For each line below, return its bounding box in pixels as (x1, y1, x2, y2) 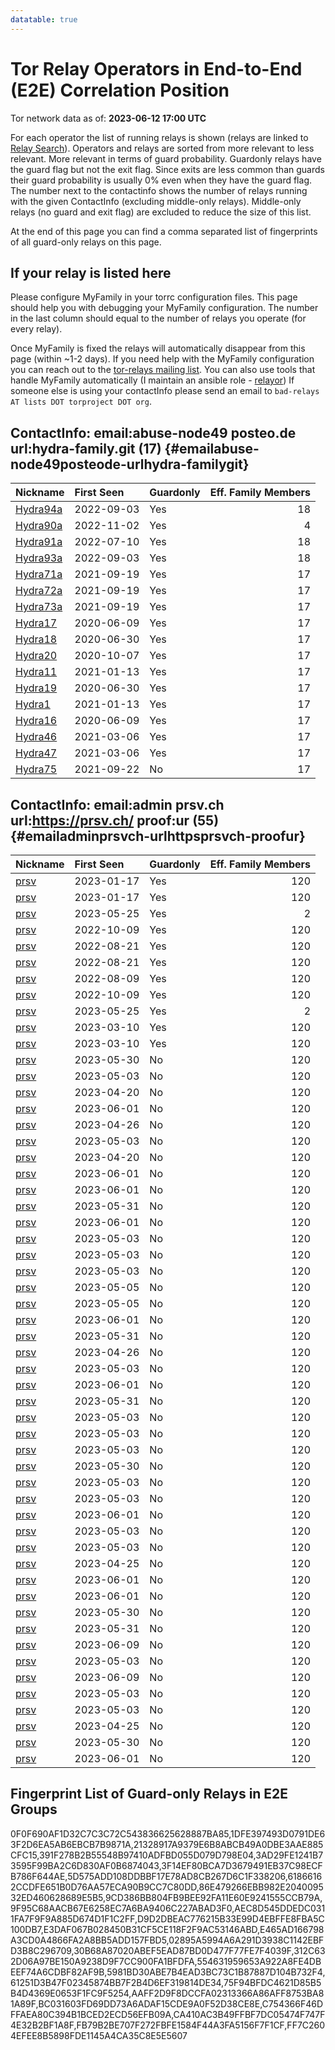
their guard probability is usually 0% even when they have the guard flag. (10, 174, 312, 186)
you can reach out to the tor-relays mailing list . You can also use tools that (10, 364, 316, 376)
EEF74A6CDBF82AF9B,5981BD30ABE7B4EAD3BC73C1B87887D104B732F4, (10, 1966, 326, 1978)
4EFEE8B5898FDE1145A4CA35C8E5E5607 (10, 2029, 188, 2041)
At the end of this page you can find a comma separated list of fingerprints (10, 225, 318, 237)
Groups (10, 1801, 58, 1818)
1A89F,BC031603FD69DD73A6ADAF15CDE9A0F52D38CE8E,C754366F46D (10, 1997, 324, 2010)
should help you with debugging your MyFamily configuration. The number (10, 302, 319, 314)
